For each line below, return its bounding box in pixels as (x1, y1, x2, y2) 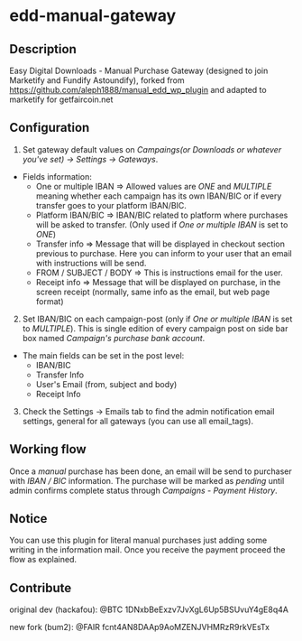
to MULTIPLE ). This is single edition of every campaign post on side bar (22, 322, 288, 334)
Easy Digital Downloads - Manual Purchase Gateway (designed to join (9, 65, 269, 76)
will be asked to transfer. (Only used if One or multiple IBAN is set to (35, 218, 288, 230)
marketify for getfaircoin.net (9, 94, 114, 105)
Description (9, 42, 77, 57)
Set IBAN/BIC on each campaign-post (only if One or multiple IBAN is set (22, 313, 293, 324)
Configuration (9, 120, 90, 135)
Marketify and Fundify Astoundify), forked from (9, 75, 185, 86)
